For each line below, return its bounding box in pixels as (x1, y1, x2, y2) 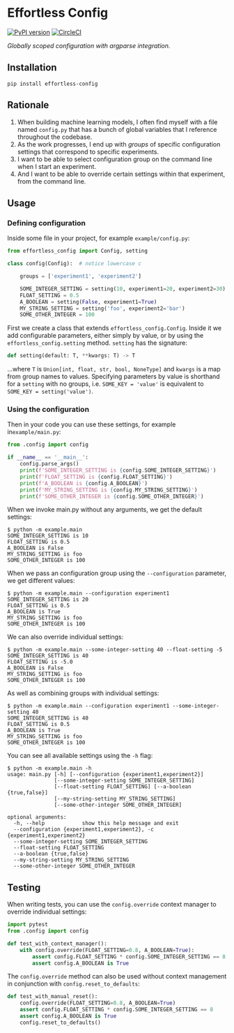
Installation (7, 61, 57, 74)
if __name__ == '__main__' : (7, 454, 89, 461)
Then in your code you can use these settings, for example (7, 420, 176, 429)
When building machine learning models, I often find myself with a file (17, 117, 218, 126)
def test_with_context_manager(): (7, 940, 108, 947)
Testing (7, 882, 41, 893)
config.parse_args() (19, 461, 79, 468)
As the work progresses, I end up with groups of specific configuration (17, 140, 221, 148)
